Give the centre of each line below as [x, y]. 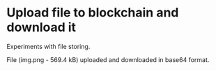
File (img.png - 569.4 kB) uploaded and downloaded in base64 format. [108, 59]
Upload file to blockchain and [93, 13]
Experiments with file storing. [48, 46]
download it [41, 27]
